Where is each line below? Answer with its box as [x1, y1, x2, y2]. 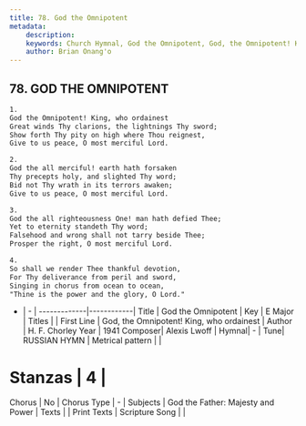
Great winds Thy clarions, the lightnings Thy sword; [9, 122, 219, 131]
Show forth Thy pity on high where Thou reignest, [9, 130, 206, 139]
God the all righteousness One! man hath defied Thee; [9, 214, 222, 223]
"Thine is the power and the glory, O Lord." [9, 289, 185, 299]
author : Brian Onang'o [25, 47, 112, 56]
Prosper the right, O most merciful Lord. [9, 239, 173, 248]
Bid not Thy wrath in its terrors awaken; [9, 180, 173, 189]
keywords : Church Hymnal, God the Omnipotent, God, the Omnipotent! [25, 38, 291, 48]
